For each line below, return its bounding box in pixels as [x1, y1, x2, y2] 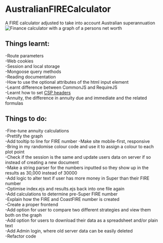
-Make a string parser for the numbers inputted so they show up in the [5, 165, 149, 171]
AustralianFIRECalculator [5, 3, 111, 15]
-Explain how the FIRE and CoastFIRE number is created [5, 196, 120, 202]
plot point [5, 149, 25, 155]
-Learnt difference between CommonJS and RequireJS [5, 84, 117, 90]
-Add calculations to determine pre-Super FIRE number [5, 191, 118, 197]
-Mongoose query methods [5, 68, 61, 74]
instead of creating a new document [5, 159, 79, 165]
